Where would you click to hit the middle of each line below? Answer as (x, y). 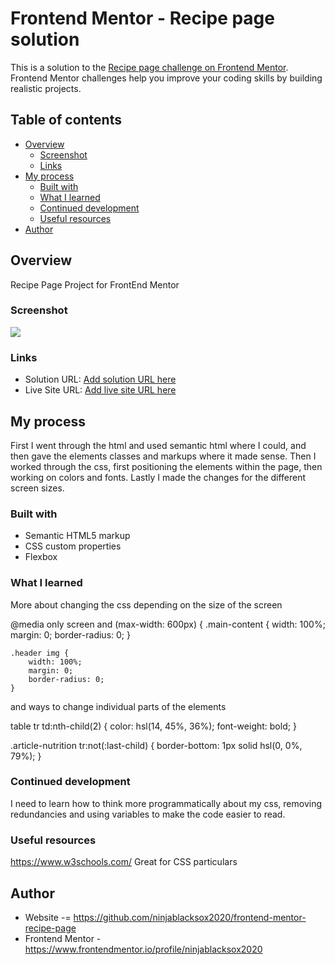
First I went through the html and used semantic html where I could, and (158, 445)
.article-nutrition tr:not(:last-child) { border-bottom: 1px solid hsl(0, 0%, (156, 745)
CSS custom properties (73, 546)
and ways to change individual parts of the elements (118, 706)
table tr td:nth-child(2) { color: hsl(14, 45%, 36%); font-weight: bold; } (153, 726)
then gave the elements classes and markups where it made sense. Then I (163, 456)
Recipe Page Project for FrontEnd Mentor (95, 284)
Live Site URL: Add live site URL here (100, 390)
